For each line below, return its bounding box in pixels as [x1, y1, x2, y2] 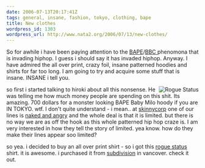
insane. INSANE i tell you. [6, 74, 70, 82]
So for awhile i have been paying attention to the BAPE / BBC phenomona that [6, 48, 199, 55]
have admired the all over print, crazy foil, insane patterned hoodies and [6, 61, 187, 69]
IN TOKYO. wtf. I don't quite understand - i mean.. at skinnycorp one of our [6, 105, 194, 113]
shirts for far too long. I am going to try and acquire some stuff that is [6, 68, 180, 75]
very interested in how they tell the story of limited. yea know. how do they [6, 125, 193, 132]
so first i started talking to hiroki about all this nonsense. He [6, 86, 156, 93]
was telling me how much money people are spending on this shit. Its [6, 93, 180, 100]
